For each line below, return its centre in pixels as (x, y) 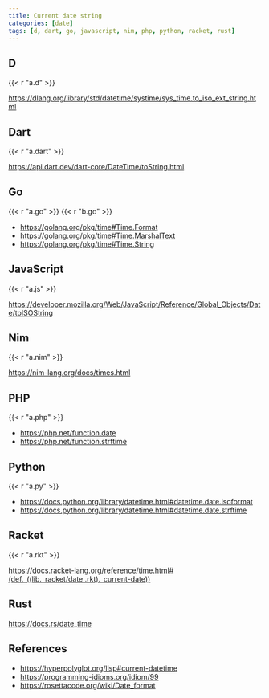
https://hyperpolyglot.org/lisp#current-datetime (99, 668)
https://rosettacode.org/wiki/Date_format (88, 685)
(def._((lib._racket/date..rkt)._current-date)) (79, 578)
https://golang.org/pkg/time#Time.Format (89, 227)
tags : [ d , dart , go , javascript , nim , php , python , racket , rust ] (122, 31)
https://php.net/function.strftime (73, 442)
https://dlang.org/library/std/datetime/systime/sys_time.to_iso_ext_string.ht (132, 98)
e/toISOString (31, 312)
